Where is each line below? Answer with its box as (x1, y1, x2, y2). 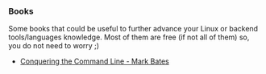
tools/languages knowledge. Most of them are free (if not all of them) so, (8, 32, 250, 42)
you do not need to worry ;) (8, 41, 99, 51)
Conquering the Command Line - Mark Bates (19, 56, 169, 66)
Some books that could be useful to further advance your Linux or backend (8, 24, 259, 34)
